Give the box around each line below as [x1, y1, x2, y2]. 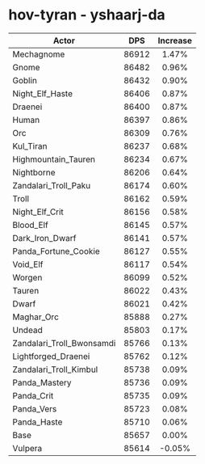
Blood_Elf [12, 219, 48, 230]
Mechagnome [12, 49, 65, 60]
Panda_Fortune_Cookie [12, 245, 100, 256]
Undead [12, 324, 43, 335]
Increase [157, 35, 192, 46]
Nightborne [12, 167, 56, 178]
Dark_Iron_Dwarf [12, 232, 77, 243]
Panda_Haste [12, 416, 63, 428]
